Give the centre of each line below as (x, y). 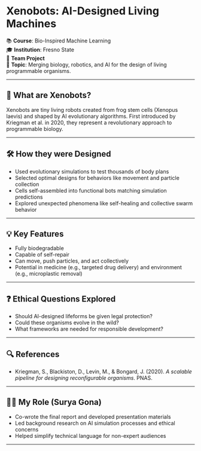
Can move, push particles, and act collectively (72, 261)
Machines (31, 24)
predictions (29, 197)
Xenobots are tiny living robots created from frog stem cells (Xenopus (92, 109)
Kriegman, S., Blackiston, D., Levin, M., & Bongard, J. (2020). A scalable (103, 371)
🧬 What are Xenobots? (49, 95)
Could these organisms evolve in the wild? (67, 323)
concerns (27, 429)
